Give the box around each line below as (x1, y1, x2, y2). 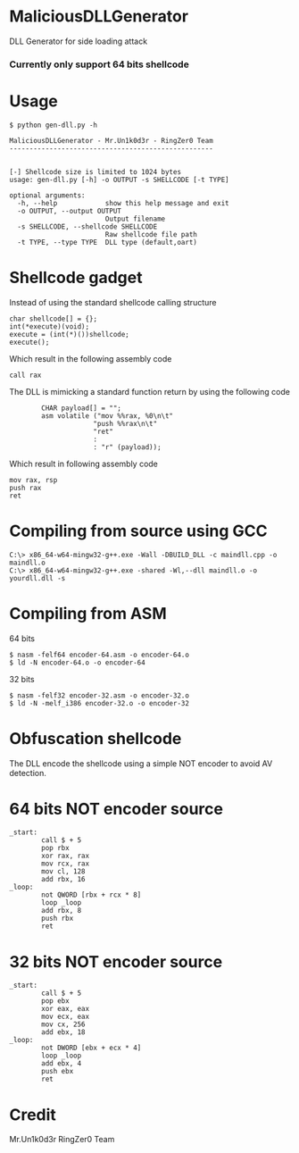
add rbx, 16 (41, 875, 87, 884)
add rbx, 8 (41, 907, 82, 915)
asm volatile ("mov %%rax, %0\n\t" (41, 411, 174, 421)
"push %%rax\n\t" (93, 419, 158, 428)
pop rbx (41, 844, 70, 853)
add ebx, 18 (41, 1028, 87, 1037)
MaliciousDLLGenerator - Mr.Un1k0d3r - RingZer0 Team (9, 136, 214, 145)
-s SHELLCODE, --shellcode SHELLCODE (17, 221, 158, 231)
